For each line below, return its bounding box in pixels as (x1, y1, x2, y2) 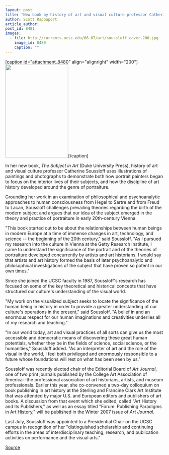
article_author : (5, 21, 39, 27)
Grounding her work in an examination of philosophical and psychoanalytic (5, 194, 160, 200)
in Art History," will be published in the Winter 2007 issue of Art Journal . (5, 409, 155, 415)
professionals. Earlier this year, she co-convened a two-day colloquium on (5, 382, 159, 388)
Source (5, 444, 20, 450)
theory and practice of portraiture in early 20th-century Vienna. (5, 215, 137, 221)
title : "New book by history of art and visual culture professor (5, 12, 147, 17)
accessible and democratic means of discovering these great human (5, 334, 147, 340)
